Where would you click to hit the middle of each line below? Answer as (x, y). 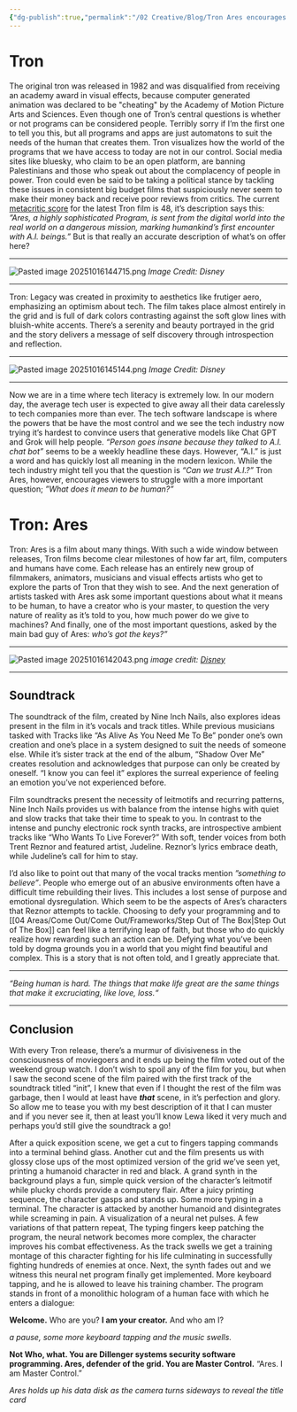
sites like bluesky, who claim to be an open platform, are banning (127, 161)
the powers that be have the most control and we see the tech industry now (147, 423)
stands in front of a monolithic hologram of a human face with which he (139, 1293)
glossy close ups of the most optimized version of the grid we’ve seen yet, (145, 1162)
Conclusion (42, 1029)
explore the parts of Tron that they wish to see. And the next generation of (145, 586)
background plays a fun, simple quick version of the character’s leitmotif (141, 1181)
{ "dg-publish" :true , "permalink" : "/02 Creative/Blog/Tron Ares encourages (148, 17)
